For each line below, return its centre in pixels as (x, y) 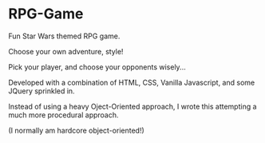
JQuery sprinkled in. (42, 91)
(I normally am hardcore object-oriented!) (77, 130)
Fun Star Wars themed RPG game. (64, 36)
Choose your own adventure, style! (66, 51)
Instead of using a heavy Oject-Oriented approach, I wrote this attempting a (132, 106)
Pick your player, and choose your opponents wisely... (97, 67)
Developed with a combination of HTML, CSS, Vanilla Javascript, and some (132, 82)
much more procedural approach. (63, 115)
